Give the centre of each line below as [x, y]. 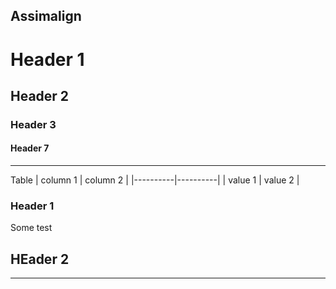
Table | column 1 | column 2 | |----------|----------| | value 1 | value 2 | [155, 180]
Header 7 [30, 148]
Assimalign [46, 16]
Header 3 [33, 124]
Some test [31, 228]
